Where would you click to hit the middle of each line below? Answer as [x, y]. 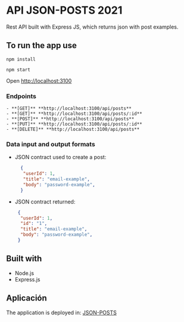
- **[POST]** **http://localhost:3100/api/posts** [70, 119]
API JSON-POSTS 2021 [64, 10]
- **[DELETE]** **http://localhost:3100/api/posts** [73, 129]
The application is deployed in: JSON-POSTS [62, 312]
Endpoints [21, 96]
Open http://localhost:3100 [39, 80]
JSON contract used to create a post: [60, 157]
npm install [21, 59]
